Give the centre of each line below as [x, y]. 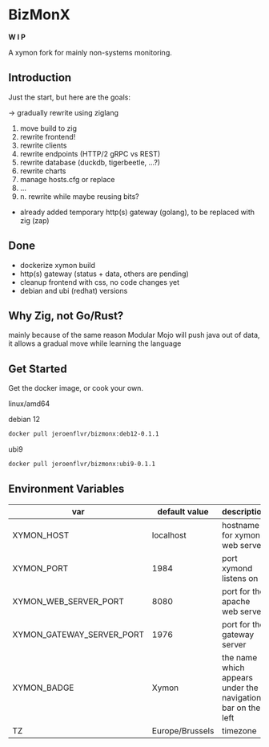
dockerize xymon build [58, 265]
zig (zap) [34, 220]
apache [236, 601]
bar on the [241, 708]
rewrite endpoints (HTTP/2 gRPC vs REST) [90, 153]
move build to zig [48, 128]
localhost [169, 535]
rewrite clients [43, 145]
